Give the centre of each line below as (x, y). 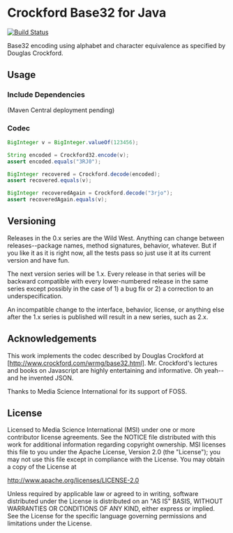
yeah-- (214, 370)
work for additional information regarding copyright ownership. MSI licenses (116, 445)
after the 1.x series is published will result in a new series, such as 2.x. (108, 317)
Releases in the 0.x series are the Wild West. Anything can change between (116, 238)
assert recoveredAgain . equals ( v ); (58, 200)
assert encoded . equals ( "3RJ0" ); (54, 162)
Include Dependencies (46, 95)
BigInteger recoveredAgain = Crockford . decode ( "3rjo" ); (90, 193)
